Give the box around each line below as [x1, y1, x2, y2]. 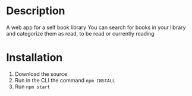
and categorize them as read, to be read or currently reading [6, 30, 155, 37]
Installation [6, 51, 63, 65]
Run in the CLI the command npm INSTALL [14, 76, 115, 84]
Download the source [14, 70, 68, 78]
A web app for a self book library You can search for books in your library [6, 24, 186, 31]
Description [6, 4, 65, 18]
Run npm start [14, 83, 51, 90]
